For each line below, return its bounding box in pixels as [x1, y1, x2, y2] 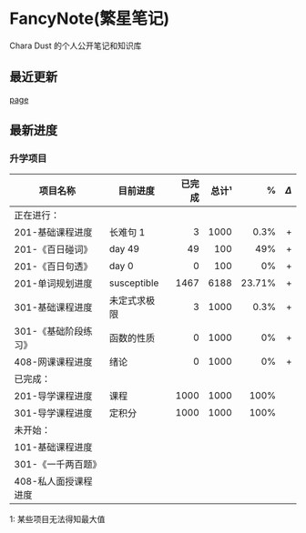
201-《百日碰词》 [14, 243, 93, 256]
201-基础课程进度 [14, 226, 93, 239]
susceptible [108, 277, 159, 289]
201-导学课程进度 [14, 390, 93, 403]
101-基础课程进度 [14, 441, 93, 454]
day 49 [108, 243, 139, 256]
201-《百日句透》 [14, 260, 93, 273]
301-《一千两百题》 [14, 458, 102, 471]
